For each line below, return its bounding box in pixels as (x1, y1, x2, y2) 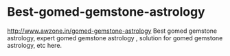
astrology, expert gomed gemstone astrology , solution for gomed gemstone (7, 33, 223, 42)
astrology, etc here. (7, 41, 62, 49)
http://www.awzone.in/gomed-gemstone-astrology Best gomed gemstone (7, 27, 218, 35)
